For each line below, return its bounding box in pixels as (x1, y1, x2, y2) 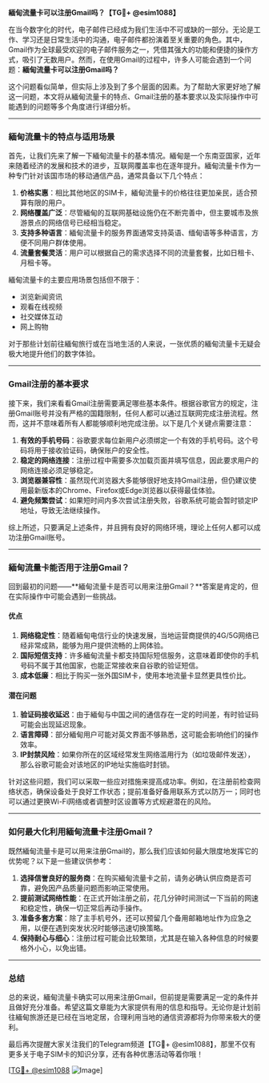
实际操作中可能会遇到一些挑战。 (14, 592, 121, 601)
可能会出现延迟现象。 (19, 720, 90, 729)
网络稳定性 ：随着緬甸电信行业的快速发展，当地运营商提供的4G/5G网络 (19, 631, 253, 640)
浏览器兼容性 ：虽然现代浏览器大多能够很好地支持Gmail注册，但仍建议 (19, 475, 250, 485)
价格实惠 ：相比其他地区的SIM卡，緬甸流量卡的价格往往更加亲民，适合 (19, 188, 251, 198)
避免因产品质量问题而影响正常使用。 (34, 883, 154, 892)
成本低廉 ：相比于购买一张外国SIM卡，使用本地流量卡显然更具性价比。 (19, 671, 251, 680)
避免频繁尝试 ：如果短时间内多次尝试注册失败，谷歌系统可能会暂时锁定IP (19, 495, 259, 505)
